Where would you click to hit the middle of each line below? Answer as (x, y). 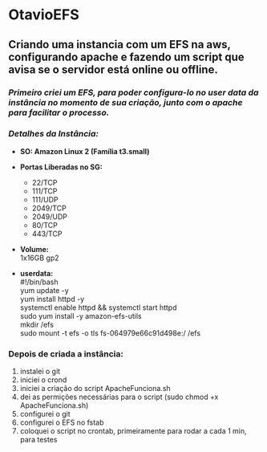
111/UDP (45, 199)
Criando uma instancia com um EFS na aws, (119, 45)
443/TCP (47, 234)
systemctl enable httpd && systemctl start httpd (98, 307)
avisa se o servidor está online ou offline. (113, 69)
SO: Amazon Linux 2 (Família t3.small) (85, 151)
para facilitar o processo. (59, 112)
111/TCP (44, 191)
